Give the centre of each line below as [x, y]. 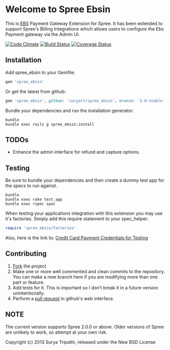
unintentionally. [29, 293]
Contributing [26, 254]
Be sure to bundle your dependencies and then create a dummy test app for [85, 180]
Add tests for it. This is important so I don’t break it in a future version [86, 287]
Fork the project [30, 266]
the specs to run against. [31, 186]
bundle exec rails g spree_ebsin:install [50, 124]
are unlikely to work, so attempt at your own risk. [56, 332]
